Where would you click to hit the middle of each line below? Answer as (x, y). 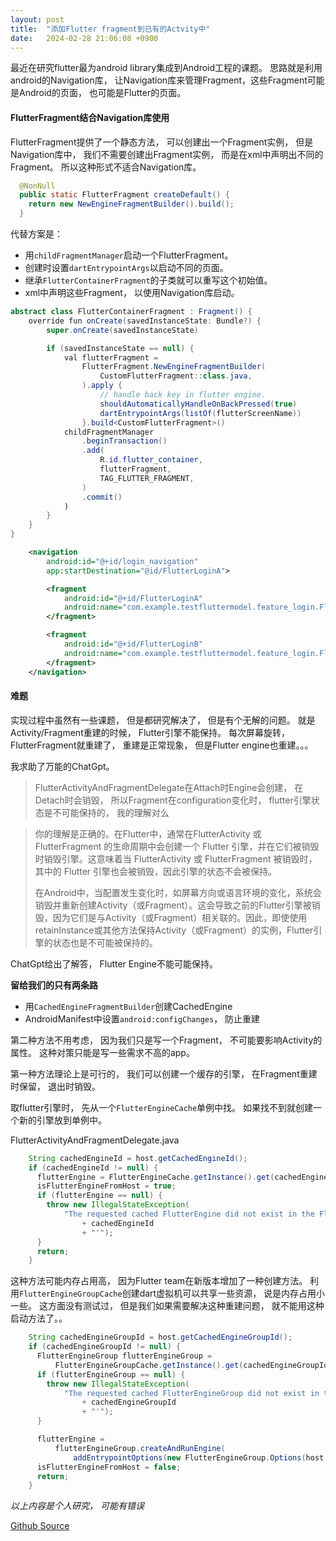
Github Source (40, 1526)
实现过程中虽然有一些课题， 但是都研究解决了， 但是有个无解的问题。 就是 (163, 720)
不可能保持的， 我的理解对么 (111, 812)
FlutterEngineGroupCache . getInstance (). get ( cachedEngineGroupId (191, 1365)
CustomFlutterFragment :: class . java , (176, 376)
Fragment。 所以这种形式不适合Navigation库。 (106, 167)
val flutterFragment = (111, 357)
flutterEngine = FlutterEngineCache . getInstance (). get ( (155, 1177)
